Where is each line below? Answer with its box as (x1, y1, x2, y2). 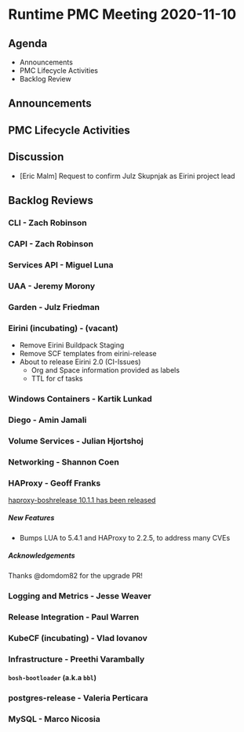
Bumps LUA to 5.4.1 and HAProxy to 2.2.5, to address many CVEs (19, 533, 231, 542)
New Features (8, 513, 55, 523)
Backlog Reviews (8, 194, 94, 207)
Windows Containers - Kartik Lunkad (8, 393, 153, 404)
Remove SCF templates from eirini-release (19, 348, 157, 358)
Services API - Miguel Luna (8, 259, 114, 270)
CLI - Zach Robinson (8, 217, 88, 228)
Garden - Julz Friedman (8, 301, 100, 312)
